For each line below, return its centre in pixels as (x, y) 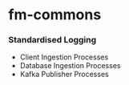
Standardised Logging (52, 40)
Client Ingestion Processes (64, 57)
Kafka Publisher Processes (64, 75)
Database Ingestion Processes (70, 66)
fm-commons (55, 15)
